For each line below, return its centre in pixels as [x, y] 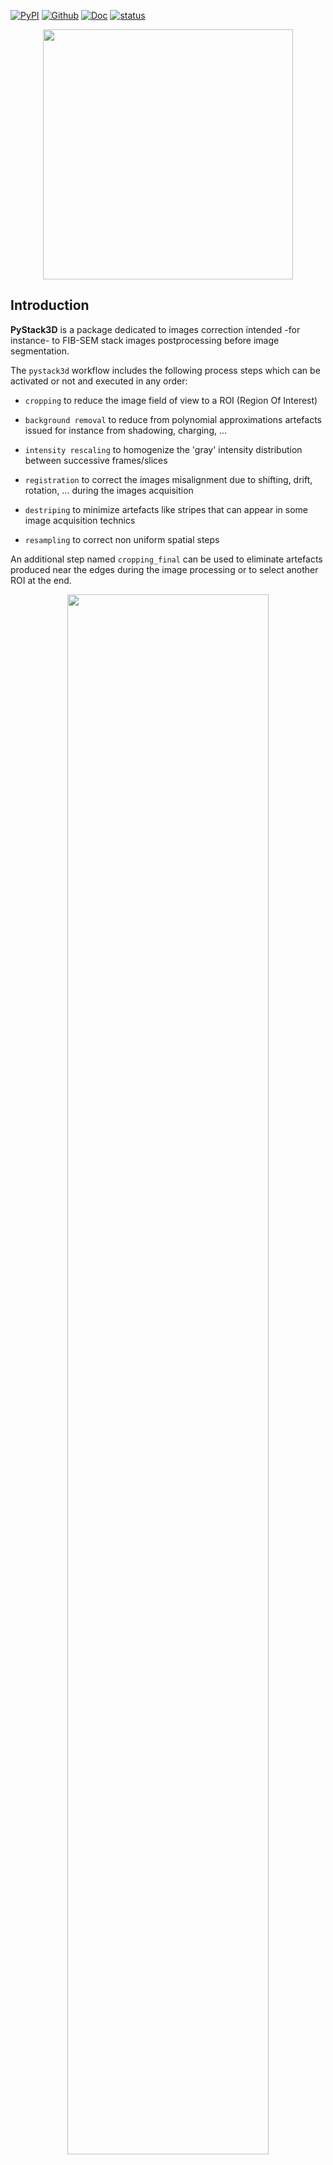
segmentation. [40, 351]
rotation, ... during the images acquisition [109, 490]
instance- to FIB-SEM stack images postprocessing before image [145, 340]
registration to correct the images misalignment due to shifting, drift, [168, 479]
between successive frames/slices [96, 460]
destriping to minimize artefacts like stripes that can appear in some [166, 509]
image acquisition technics [80, 520]
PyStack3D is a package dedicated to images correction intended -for [155, 329]
